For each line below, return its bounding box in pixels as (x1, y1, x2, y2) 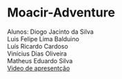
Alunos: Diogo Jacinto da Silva (7, 27, 94, 36)
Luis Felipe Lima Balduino (7, 34, 79, 43)
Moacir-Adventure (7, 5, 116, 21)
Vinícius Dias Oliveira (7, 49, 68, 58)
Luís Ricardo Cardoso (7, 42, 69, 50)
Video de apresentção (7, 64, 70, 72)
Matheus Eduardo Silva (7, 56, 73, 65)
